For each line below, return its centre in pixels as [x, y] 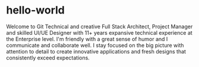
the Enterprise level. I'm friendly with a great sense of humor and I [87, 39]
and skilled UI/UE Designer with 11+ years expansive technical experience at [99, 32]
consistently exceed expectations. [48, 58]
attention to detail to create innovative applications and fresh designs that [96, 51]
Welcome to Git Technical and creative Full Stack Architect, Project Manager [99, 26]
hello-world [36, 10]
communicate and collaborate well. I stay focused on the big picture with [95, 45]
